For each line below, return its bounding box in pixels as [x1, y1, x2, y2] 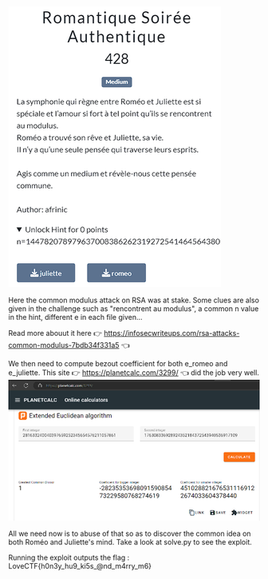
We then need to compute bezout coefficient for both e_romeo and [8, 359, 228, 368]
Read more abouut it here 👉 [8, 329, 102, 337]
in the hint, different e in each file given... [8, 313, 143, 321]
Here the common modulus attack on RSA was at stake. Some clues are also [8, 295, 259, 305]
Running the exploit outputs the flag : [8, 553, 130, 562]
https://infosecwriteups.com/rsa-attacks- [103, 329, 240, 337]
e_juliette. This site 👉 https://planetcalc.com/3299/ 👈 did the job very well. [8, 368, 259, 377]
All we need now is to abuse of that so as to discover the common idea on [8, 529, 251, 538]
